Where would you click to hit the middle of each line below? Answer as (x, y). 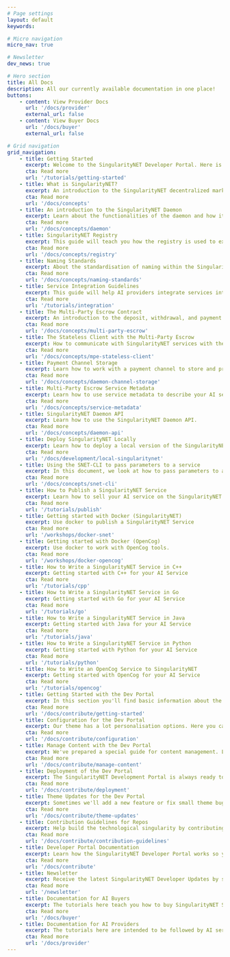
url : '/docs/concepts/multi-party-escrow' (87, 331)
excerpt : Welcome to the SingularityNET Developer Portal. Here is (124, 165)
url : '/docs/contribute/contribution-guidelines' (97, 841)
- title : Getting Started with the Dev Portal (87, 694)
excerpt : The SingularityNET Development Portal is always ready (120, 777)
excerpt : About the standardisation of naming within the (110, 267)
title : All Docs (30, 82)
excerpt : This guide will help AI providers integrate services (119, 292)
